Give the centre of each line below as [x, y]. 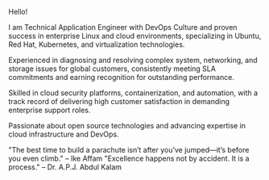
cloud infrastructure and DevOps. [64, 134]
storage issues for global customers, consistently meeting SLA [112, 69]
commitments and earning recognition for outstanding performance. [122, 77]
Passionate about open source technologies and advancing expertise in [127, 126]
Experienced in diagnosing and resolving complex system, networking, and [133, 60]
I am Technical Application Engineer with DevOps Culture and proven [123, 27]
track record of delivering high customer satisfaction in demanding [119, 101]
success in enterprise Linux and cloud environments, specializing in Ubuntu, [135, 36]
